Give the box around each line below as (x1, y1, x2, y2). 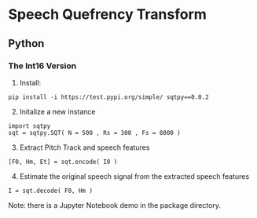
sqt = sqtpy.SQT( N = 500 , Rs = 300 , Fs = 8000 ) (8, 129, 181, 136)
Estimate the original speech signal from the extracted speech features (19, 171, 250, 181)
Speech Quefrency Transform (8, 5, 207, 24)
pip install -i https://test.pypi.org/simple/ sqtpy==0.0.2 (8, 93, 210, 101)
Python (8, 37, 45, 50)
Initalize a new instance (19, 107, 96, 116)
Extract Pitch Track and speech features (19, 143, 150, 152)
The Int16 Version (8, 60, 77, 71)
